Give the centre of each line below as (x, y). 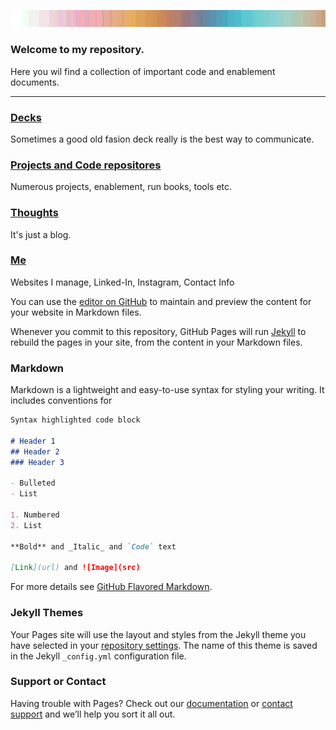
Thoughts (34, 213)
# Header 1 (33, 441)
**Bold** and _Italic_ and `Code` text (93, 546)
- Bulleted (33, 483)
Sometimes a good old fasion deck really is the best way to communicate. (162, 139)
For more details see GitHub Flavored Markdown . (111, 587)
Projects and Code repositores (86, 165)
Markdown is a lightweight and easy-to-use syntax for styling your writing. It (167, 390)
